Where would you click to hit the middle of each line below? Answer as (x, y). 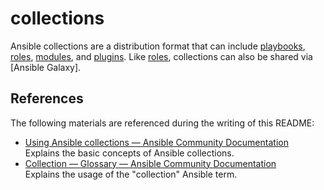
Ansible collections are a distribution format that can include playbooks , (158, 46)
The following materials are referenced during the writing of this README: (162, 123)
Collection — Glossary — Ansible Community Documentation (150, 163)
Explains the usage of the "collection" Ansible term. (131, 174)
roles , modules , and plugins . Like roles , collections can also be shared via (161, 56)
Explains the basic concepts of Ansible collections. (129, 153)
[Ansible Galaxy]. (46, 67)
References (47, 98)
